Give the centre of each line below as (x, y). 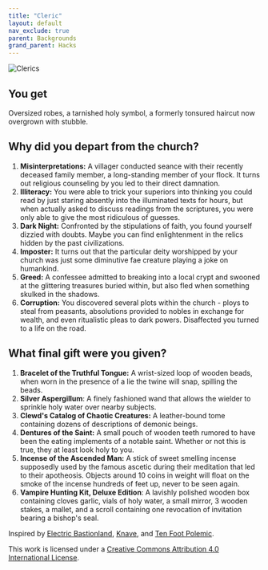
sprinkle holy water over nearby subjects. (88, 407)
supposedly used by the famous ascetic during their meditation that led (138, 466)
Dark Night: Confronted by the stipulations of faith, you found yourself (136, 226)
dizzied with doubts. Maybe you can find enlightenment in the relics (132, 234)
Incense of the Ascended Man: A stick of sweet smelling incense (128, 458)
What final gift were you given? (88, 354)
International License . (44, 557)
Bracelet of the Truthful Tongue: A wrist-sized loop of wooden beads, (136, 373)
